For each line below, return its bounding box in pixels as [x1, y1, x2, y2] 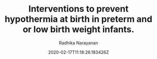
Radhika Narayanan [59, 40, 98, 45]
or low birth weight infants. [22, 24, 135, 35]
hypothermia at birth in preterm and [4, 14, 153, 25]
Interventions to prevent [28, 3, 129, 15]
